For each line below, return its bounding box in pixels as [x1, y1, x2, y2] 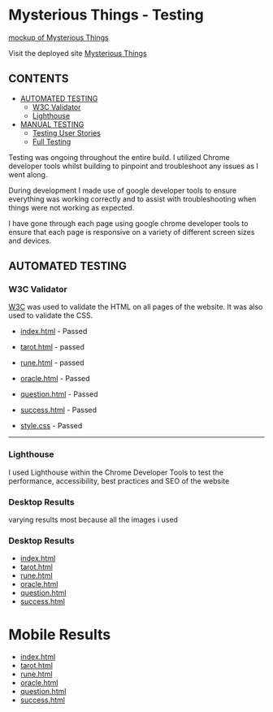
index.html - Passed [19, 327, 88, 336]
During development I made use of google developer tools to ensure [8, 185, 237, 195]
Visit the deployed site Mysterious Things [8, 48, 148, 58]
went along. [8, 169, 48, 180]
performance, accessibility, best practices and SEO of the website [8, 475, 230, 485]
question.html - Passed [19, 389, 99, 399]
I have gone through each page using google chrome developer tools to [8, 218, 249, 228]
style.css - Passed [19, 421, 83, 431]
